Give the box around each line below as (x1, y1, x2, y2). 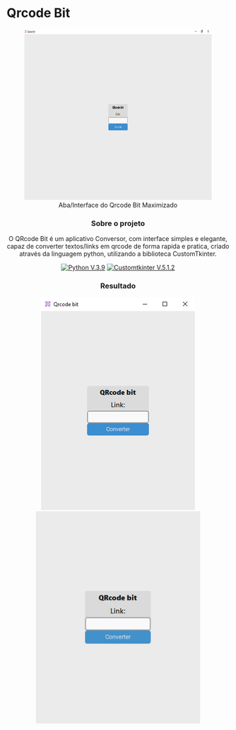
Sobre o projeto (90, 218, 146, 228)
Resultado (100, 281, 136, 291)
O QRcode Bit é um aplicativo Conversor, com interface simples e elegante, (8, 235, 228, 243)
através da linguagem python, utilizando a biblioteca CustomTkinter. (19, 249, 217, 258)
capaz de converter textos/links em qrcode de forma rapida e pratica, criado (6, 242, 230, 251)
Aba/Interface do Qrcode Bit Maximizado (58, 201, 178, 209)
